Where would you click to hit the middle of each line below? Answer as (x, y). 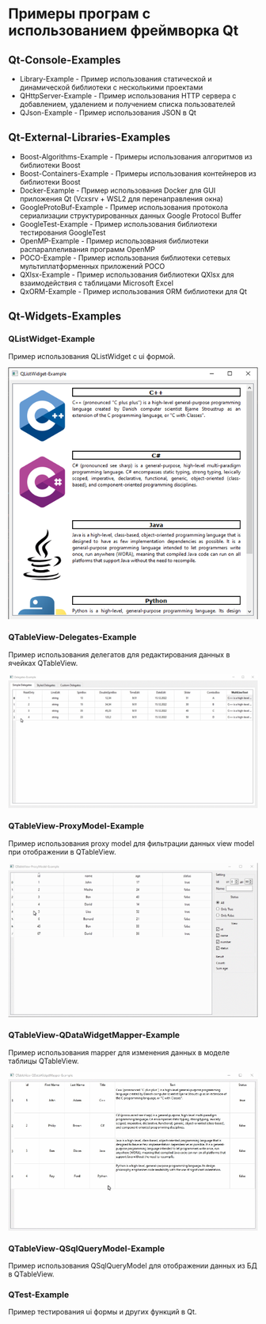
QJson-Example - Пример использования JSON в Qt (108, 113)
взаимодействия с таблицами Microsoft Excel (97, 283)
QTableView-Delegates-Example (72, 637)
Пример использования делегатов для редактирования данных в (119, 654)
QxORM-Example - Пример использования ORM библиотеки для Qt (133, 291)
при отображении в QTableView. (62, 851)
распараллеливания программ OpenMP (87, 249)
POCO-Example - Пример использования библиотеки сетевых (125, 258)
